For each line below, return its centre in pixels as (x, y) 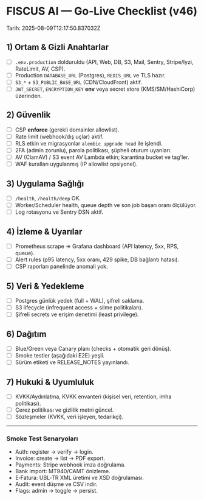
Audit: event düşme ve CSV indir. (56, 484)
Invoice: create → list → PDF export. (60, 459)
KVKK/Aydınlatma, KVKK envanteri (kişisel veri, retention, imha (93, 396)
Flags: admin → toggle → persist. (56, 491)
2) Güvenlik (29, 115)
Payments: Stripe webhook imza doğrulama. (70, 465)
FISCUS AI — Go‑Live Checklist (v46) (102, 11)
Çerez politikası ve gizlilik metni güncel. (64, 410)
